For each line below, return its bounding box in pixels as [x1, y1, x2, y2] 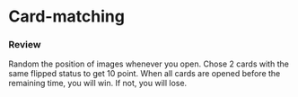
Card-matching [8, 6, 125, 27]
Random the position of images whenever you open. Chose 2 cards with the [8, 58, 289, 69]
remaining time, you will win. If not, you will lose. [8, 78, 188, 89]
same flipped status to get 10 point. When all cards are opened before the [8, 68, 281, 79]
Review [8, 39, 41, 51]
